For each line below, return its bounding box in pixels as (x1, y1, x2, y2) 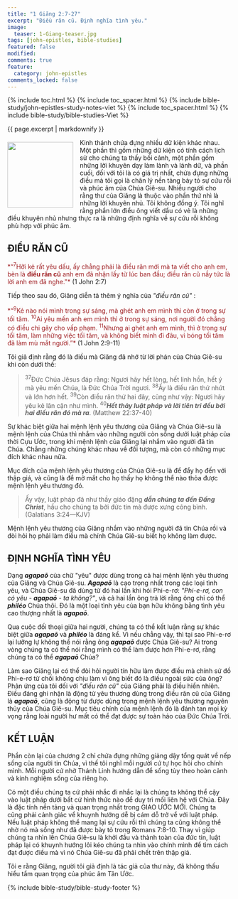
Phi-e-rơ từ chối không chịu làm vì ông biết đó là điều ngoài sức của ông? (7, 674, 222, 683)
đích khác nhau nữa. (7, 453, 67, 461)
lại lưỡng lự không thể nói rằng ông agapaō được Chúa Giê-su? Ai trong (7, 637, 218, 647)
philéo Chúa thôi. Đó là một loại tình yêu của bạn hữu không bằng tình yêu (7, 601, 225, 610)
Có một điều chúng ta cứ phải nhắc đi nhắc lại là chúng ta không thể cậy (7, 788, 220, 797)
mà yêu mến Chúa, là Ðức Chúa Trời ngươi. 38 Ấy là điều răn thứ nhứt (24, 382, 225, 392)
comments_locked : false (7, 76, 78, 84)
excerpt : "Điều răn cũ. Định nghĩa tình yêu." (7, 17, 148, 24)
